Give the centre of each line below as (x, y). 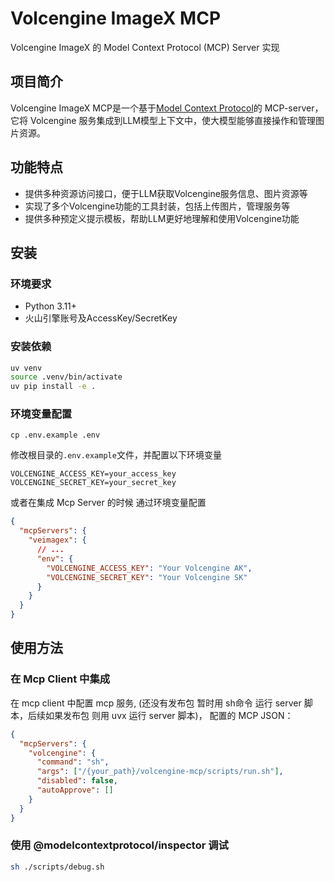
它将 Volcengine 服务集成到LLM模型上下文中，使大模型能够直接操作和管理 (163, 120)
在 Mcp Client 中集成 (60, 679)
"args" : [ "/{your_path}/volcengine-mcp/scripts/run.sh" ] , (160, 772)
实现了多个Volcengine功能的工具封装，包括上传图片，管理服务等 (157, 206)
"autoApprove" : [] (75, 790)
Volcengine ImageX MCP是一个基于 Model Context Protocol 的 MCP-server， (167, 108)
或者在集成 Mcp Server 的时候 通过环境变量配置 (108, 503)
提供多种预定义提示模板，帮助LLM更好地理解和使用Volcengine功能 (162, 218)
